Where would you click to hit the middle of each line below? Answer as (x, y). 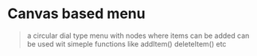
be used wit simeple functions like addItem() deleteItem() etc (127, 43)
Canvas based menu (76, 14)
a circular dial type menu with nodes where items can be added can (138, 35)
